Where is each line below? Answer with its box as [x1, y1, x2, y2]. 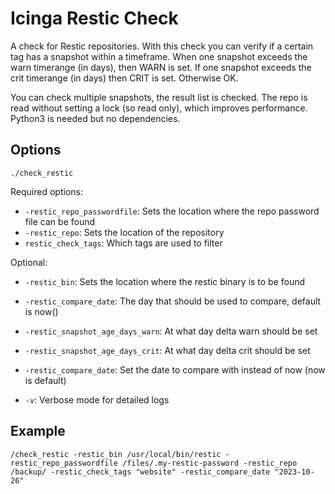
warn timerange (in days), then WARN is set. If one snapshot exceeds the [10, 61, 312, 73]
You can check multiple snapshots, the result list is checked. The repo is [10, 91, 308, 103]
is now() [24, 305, 59, 317]
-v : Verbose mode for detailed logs [24, 393, 170, 406]
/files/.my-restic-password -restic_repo [121, 458, 298, 468]
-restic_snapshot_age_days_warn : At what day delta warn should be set [24, 325, 318, 337]
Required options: [10, 185, 83, 197]
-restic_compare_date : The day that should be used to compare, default [24, 295, 322, 307]
